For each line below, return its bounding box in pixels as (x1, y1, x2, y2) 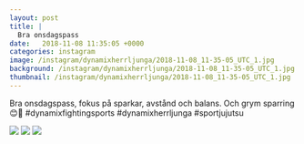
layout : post (9, 13, 59, 23)
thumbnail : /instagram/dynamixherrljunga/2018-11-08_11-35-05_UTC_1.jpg (9, 73, 291, 82)
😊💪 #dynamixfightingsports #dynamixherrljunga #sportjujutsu (9, 107, 244, 118)
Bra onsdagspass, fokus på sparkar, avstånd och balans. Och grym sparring (9, 98, 295, 108)
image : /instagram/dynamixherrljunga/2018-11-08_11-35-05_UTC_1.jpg (9, 56, 275, 65)
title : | (9, 22, 43, 31)
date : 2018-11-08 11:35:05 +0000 (9, 38, 145, 48)
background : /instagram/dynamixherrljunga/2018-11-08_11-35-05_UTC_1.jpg (9, 65, 296, 74)
